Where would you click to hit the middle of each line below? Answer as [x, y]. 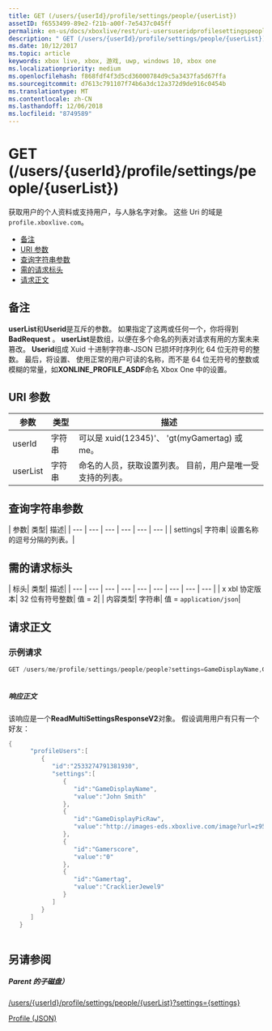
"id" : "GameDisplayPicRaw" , [119, 819]
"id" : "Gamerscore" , [106, 849]
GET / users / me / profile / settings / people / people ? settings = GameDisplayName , [136, 670]
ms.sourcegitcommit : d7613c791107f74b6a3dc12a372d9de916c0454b [117, 83]
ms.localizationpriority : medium [65, 69]
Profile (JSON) [32, 1018]
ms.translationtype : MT [49, 91]
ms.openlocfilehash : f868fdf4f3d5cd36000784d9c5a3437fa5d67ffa [117, 76]
